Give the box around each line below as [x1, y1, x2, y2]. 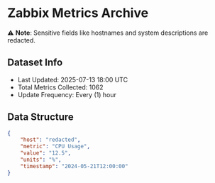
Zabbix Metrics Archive [7, 5, 149, 21]
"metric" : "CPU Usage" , [20, 143, 91, 150]
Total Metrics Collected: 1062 [17, 83, 104, 91]
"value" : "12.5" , [20, 150, 72, 157]
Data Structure [7, 111, 75, 123]
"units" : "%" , [20, 156, 62, 164]
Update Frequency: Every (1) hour [17, 90, 117, 99]
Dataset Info [7, 57, 63, 69]
